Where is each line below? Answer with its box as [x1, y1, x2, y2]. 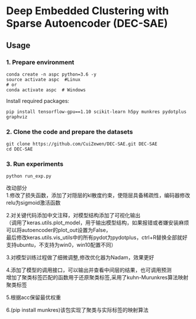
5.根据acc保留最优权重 [6, 294, 61, 301]
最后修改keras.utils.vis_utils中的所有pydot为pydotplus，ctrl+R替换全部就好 [6, 234, 188, 241]
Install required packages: [6, 97, 70, 104]
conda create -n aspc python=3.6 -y [6, 71, 97, 78]
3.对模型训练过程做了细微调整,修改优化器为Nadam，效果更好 [6, 254, 155, 261]
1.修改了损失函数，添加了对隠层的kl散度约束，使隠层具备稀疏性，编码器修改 [6, 192, 191, 199]
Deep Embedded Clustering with [6, 4, 169, 18]
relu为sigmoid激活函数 [6, 199, 61, 207]
